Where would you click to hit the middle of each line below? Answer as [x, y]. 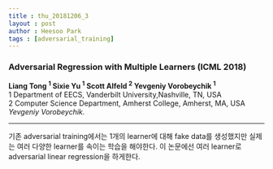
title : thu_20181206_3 [49, 16]
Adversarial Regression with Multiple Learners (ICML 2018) [128, 67]
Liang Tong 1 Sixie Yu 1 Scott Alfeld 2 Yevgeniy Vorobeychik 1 [113, 85]
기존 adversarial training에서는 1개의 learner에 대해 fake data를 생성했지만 [128, 136]
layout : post [32, 24]
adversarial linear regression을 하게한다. [74, 157]
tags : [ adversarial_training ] [61, 39]
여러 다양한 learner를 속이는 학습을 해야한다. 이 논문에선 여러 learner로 [129, 146]
